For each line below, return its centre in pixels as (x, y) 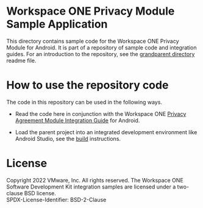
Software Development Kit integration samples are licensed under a (91, 187)
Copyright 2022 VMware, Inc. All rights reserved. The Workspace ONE (95, 180)
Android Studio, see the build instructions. (68, 138)
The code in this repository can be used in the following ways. (84, 102)
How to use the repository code (87, 85)
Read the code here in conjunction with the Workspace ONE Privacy (101, 113)
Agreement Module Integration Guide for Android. (77, 120)
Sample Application (57, 24)
